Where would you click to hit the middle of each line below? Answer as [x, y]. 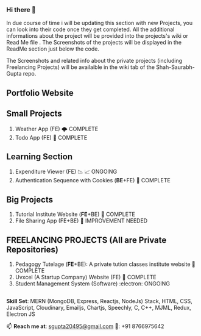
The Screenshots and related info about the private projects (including [94, 61]
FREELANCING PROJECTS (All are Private [86, 240]
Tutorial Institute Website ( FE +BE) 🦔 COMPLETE [75, 214]
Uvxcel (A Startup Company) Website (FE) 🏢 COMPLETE [86, 277]
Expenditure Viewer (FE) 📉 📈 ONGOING [66, 172]
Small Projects [34, 114]
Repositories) [33, 249]
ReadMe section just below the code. [53, 49]
